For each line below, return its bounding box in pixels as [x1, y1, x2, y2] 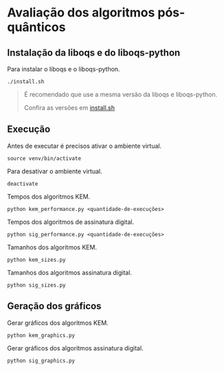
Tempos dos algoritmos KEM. [7, 192, 91, 201]
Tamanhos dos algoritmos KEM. [7, 243, 98, 251]
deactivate [7, 180, 38, 187]
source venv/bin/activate [7, 155, 81, 162]
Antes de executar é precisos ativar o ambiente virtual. [7, 142, 162, 150]
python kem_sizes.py [7, 256, 67, 263]
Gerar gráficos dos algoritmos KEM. [7, 318, 109, 327]
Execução [7, 124, 51, 135]
